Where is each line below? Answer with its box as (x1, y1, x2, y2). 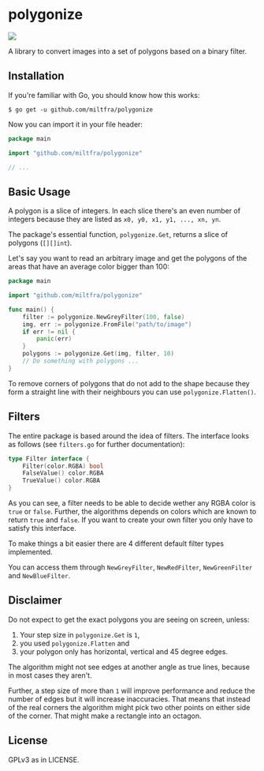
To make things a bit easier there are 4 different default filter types (8, 539, 225, 548)
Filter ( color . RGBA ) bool (22, 462, 104, 470)
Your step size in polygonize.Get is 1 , (19, 630, 140, 639)
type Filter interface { (8, 454, 90, 463)
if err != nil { (22, 328, 76, 336)
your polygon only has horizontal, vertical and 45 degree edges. (19, 646, 229, 656)
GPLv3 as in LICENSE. (8, 754, 80, 764)
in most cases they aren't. (8, 670, 92, 680)
